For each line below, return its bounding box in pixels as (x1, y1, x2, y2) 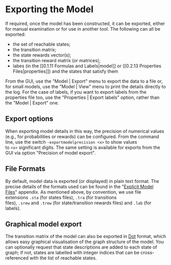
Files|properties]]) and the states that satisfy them (12, 68, 118, 74)
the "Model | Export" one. (5, 99, 59, 105)
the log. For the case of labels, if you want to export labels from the (5, 89, 146, 95)
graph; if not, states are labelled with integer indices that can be (5, 250, 139, 256)
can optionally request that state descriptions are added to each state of (5, 244, 157, 250)
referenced (5, 255, 29, 261)
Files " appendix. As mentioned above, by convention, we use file (5, 189, 141, 195)
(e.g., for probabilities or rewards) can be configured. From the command (5, 134, 159, 140)
